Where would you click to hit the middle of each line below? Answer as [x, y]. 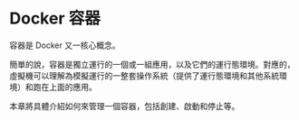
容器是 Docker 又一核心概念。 [65, 45]
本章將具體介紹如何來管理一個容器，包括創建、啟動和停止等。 [125, 106]
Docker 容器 [55, 18]
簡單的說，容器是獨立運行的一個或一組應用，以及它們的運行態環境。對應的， [152, 64]
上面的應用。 [72, 87]
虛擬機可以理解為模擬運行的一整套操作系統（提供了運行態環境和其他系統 [144, 75]
